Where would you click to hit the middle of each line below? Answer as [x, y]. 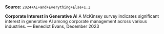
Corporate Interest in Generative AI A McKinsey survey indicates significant [82, 16]
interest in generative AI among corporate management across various [76, 21]
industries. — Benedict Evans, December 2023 [52, 26]
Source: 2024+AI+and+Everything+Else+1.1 [48, 7]
